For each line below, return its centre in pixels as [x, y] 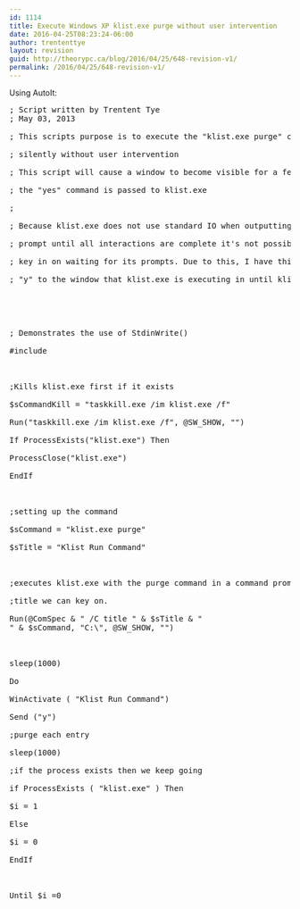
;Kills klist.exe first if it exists [92, 386]
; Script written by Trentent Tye [85, 109]
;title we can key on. [59, 600]
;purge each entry [50, 734]
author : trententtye [48, 42]
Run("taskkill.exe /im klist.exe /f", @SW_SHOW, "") [127, 422]
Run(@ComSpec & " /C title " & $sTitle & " [106, 618]
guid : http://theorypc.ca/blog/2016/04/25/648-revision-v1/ [124, 59]
